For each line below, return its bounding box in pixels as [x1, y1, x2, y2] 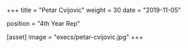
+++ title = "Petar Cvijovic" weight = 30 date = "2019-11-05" [6, 6, 181, 14]
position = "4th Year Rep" [6, 19, 80, 27]
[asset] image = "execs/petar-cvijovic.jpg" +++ [6, 33, 144, 41]
